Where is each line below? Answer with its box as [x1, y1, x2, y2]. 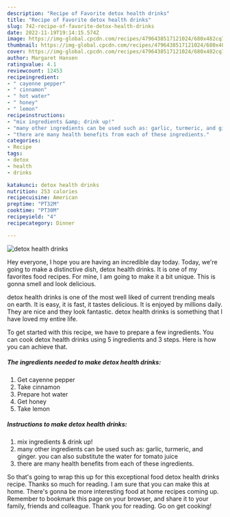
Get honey [16, 397, 47, 405]
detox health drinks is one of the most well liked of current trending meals [7, 292, 216, 301]
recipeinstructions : [7, 112, 66, 118]
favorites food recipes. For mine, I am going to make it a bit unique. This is [7, 272, 216, 281]
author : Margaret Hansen [7, 55, 78, 62]
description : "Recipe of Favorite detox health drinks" [7, 10, 170, 17]
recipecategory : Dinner [7, 220, 75, 227]
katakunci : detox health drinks [7, 181, 99, 188]
